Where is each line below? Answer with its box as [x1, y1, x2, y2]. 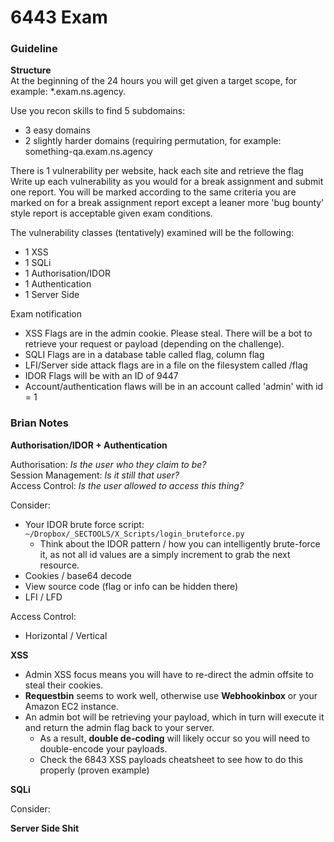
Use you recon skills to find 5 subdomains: [10, 105, 186, 117]
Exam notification [10, 308, 82, 320]
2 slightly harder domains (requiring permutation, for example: [24, 135, 282, 147]
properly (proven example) [39, 764, 150, 776]
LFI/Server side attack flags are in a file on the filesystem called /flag [24, 359, 308, 371]
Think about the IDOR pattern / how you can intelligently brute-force [39, 537, 321, 550]
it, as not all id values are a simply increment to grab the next [39, 548, 291, 560]
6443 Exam [10, 6, 108, 29]
